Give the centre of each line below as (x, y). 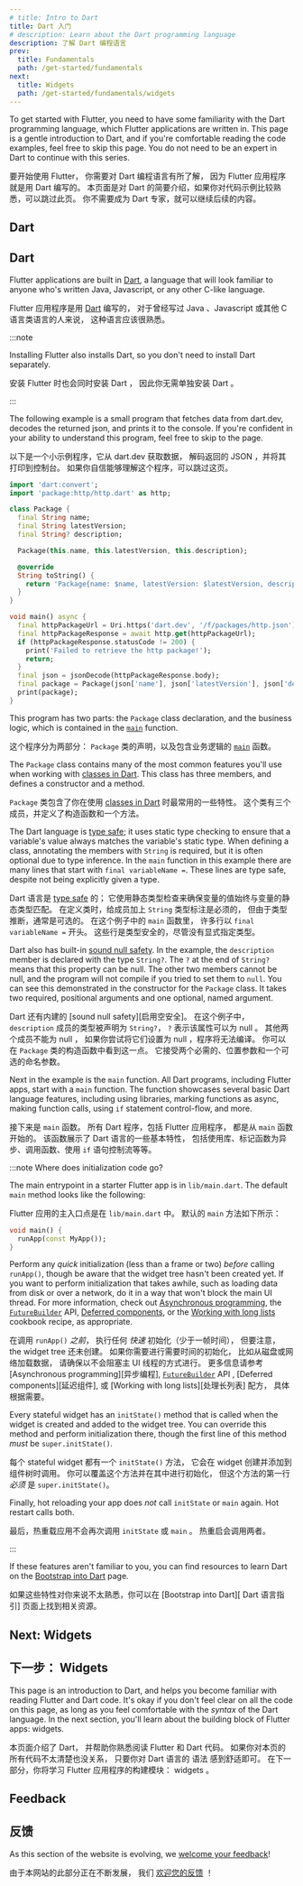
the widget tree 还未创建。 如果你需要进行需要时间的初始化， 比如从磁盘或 (147, 1352)
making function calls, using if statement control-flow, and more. (131, 1108)
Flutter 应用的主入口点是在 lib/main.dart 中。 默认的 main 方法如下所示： (145, 1213)
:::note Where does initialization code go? (87, 1167)
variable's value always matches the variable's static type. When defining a (149, 841)
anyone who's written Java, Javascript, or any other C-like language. (138, 289)
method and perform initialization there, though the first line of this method (148, 1434)
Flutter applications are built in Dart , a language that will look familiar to (141, 280)
